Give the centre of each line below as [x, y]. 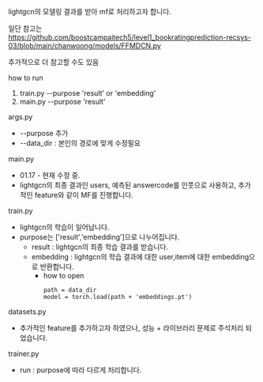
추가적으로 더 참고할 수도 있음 [54, 62]
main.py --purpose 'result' [62, 102]
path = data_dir [70, 290]
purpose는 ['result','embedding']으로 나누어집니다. [100, 237]
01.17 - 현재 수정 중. [50, 175]
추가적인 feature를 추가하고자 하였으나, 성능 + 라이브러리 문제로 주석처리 [131, 328]
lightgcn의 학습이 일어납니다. [64, 227]
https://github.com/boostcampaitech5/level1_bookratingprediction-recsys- [130, 37]
